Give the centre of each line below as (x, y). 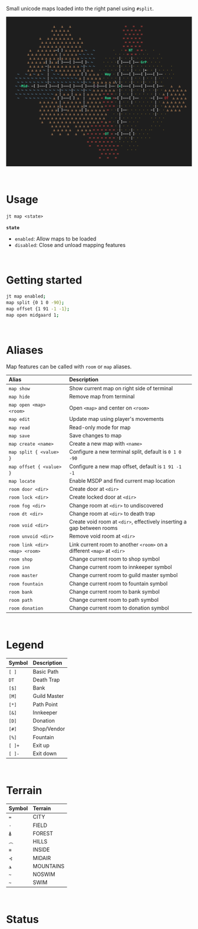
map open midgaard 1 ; (33, 315)
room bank (21, 592)
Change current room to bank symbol (115, 591)
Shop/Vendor (49, 729)
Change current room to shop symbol (115, 559)
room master (23, 576)
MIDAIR (42, 858)
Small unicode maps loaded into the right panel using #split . (80, 9)
